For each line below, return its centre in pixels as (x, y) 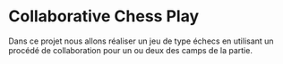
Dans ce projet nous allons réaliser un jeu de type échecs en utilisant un (141, 41)
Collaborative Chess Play (104, 16)
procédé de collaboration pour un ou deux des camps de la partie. (130, 50)
